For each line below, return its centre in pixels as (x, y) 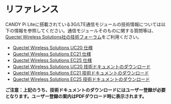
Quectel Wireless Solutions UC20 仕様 (53, 47)
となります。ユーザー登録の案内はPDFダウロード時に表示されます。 (76, 96)
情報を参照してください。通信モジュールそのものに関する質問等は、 (85, 30)
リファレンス (32, 9)
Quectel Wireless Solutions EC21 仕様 (52, 54)
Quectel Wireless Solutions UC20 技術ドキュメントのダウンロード (82, 66)
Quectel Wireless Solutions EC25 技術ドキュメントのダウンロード (81, 79)
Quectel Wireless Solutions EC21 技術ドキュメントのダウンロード (81, 73)
